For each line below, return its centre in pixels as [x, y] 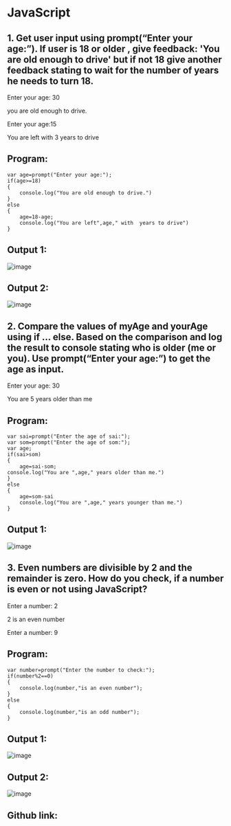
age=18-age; [36, 217]
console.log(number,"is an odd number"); [79, 712]
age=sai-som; [38, 467]
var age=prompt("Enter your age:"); [59, 175]
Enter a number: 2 [33, 605]
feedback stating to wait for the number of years [113, 70]
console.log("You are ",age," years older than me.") [86, 473]
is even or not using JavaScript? [77, 589]
